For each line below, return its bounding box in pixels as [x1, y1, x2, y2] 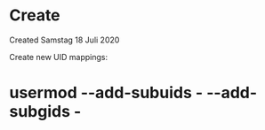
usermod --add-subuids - [9, 83, 204, 103]
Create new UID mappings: [9, 51, 108, 62]
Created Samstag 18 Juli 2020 [9, 34, 120, 45]
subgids [9, 102, 71, 122]
